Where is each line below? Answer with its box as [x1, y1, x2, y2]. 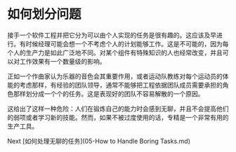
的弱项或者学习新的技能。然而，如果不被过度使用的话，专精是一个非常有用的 [7, 113, 229, 121]
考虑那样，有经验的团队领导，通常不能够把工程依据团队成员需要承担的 [19, 81, 223, 89]
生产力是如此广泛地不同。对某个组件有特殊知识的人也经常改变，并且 [25, 48, 223, 57]
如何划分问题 [7, 6, 82, 22]
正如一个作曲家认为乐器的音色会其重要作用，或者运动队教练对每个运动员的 [7, 71, 223, 81]
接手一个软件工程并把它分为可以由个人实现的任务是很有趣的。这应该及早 [7, 31, 216, 39]
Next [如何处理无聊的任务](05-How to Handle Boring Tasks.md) [7, 137, 191, 145]
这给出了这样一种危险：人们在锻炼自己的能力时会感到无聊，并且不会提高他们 [7, 104, 229, 113]
